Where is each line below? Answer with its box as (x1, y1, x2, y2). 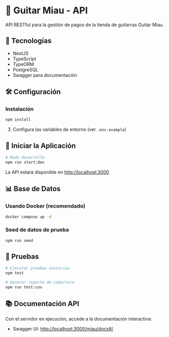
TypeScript (12, 55, 36, 62)
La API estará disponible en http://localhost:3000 (5, 169, 109, 175)
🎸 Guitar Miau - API (5, 5, 88, 16)
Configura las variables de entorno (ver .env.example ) (12, 126, 127, 133)
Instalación (5, 105, 34, 113)
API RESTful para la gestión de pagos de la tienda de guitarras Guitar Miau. (5, 22, 164, 28)
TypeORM (12, 61, 34, 67)
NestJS (12, 50, 29, 56)
